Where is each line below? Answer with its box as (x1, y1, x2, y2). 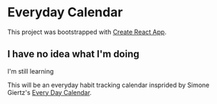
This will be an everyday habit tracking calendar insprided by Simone (7, 81, 210, 89)
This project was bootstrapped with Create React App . (7, 28, 167, 36)
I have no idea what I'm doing (7, 48, 140, 60)
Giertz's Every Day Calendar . (7, 88, 92, 96)
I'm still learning (7, 67, 54, 75)
